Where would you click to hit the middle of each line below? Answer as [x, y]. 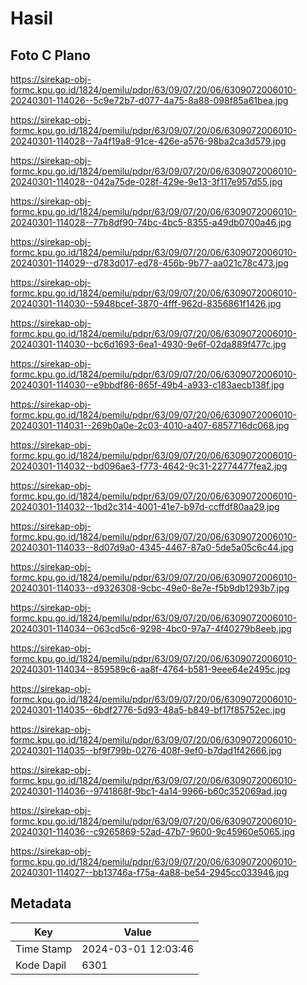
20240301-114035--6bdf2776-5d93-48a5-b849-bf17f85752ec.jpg [148, 710]
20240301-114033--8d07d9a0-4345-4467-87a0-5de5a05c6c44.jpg [152, 547]
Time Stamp [44, 949]
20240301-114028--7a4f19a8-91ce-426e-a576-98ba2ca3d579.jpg [148, 141]
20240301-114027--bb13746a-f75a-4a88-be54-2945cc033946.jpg [150, 872]
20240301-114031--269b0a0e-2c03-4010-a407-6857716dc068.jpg [150, 425]
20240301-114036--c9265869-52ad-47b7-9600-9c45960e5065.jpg [153, 831]
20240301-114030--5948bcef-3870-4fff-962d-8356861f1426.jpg [146, 303]
